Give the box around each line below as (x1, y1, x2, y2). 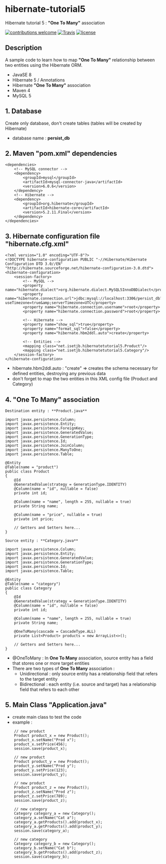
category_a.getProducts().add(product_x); (14, 820, 103, 824)
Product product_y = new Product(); (14, 759, 90, 764)
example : (12, 719, 33, 725)
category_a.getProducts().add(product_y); (14, 824, 103, 829)
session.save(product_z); (14, 798, 68, 803)
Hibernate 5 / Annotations (12, 77, 65, 83)
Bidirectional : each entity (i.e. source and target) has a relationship (19, 681, 157, 687)
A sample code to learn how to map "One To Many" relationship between (5, 57, 155, 63)
